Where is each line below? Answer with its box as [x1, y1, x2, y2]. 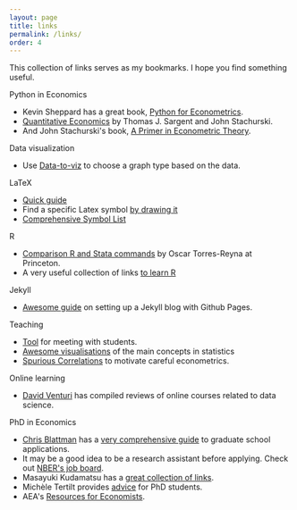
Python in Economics [9, 89, 88, 100]
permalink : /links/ [9, 29, 82, 38]
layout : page [9, 13, 58, 22]
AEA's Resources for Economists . [21, 491, 146, 502]
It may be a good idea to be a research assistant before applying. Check [21, 453, 289, 464]
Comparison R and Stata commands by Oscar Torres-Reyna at [21, 248, 252, 259]
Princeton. [21, 258, 61, 269]
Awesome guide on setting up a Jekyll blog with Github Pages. [21, 302, 253, 313]
